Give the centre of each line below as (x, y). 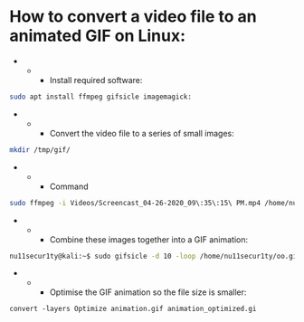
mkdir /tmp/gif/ (40, 150)
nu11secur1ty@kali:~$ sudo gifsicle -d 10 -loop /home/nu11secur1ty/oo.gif (155, 256)
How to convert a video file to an (133, 17)
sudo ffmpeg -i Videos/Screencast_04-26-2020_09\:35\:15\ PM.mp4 (135, 203)
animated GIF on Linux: (98, 36)
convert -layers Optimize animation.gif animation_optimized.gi (133, 309)
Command (69, 186)
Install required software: (96, 80)
